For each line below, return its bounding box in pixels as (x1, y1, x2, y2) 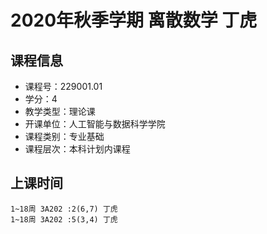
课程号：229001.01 (24, 81, 103, 92)
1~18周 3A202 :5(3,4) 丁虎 (10, 214, 118, 225)
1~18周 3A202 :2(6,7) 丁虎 (10, 204, 118, 214)
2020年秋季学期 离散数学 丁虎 (10, 9, 258, 32)
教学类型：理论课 (24, 106, 96, 117)
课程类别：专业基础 (24, 131, 105, 142)
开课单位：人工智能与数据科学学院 (24, 118, 166, 130)
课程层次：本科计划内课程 (24, 143, 131, 155)
